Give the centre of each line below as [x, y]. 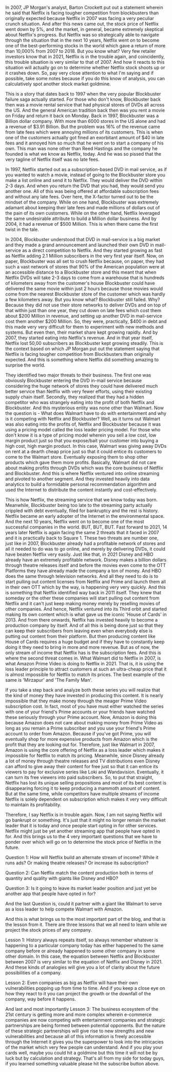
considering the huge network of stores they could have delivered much [82, 386]
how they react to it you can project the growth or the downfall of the [78, 994]
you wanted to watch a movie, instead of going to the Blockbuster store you [85, 175]
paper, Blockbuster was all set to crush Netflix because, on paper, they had [85, 261]
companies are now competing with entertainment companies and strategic [85, 1020]
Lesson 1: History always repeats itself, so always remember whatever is [82, 940]
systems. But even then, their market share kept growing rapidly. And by [82, 332]
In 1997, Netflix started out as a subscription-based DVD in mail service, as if [86, 169]
